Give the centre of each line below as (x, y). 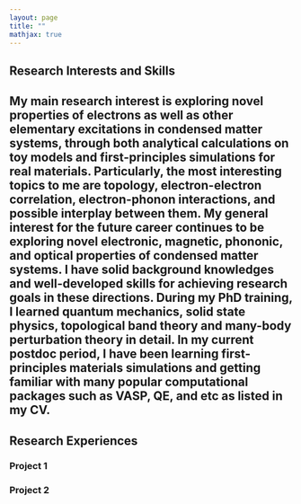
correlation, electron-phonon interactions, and (142, 200)
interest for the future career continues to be (137, 228)
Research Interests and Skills (92, 71)
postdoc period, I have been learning (114, 354)
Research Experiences (74, 441)
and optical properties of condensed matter (134, 256)
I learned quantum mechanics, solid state (127, 312)
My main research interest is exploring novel (137, 101)
